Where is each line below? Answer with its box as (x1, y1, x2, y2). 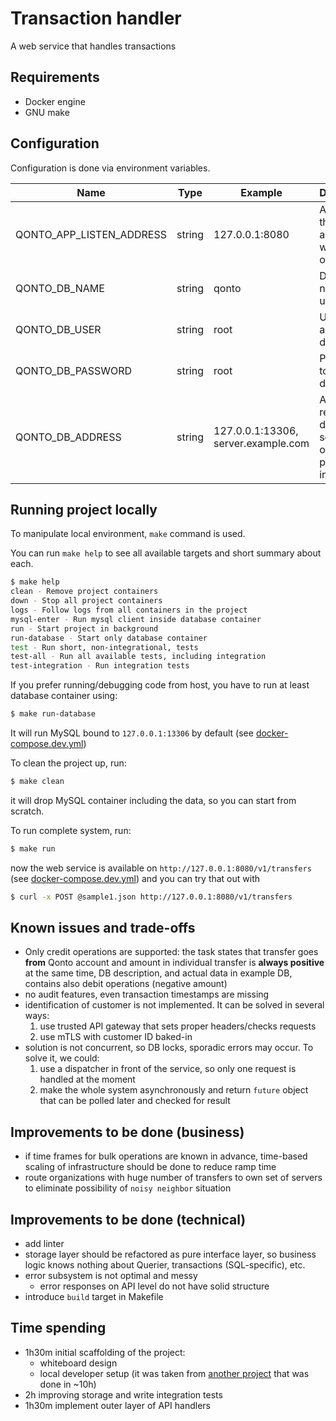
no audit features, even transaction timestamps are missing (24, 988, 270, 1001)
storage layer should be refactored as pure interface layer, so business (24, 1248, 317, 1261)
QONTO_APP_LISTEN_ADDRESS (15, 227, 167, 241)
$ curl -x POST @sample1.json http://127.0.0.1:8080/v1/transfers (10, 892, 293, 902)
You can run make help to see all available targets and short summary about (10, 547, 322, 559)
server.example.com (213, 436, 310, 450)
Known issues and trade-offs (10, 920, 196, 937)
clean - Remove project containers (10, 587, 159, 597)
